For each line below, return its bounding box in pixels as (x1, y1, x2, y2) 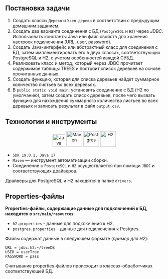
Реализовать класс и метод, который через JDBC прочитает (12, 60, 143, 66)
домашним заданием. (12, 23, 60, 29)
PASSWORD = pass (5, 254, 39, 259)
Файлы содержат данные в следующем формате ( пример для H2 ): (5, 236, 149, 242)
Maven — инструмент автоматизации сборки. (12, 157, 108, 163)
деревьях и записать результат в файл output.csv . (12, 103, 120, 109)
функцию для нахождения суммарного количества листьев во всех (12, 98, 158, 104)
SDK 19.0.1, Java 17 (12, 153, 56, 158)
